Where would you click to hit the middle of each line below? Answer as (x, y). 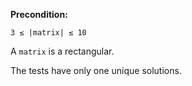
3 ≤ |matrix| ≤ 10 (48, 33)
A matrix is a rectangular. (62, 51)
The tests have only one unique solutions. (96, 70)
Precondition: (39, 14)
